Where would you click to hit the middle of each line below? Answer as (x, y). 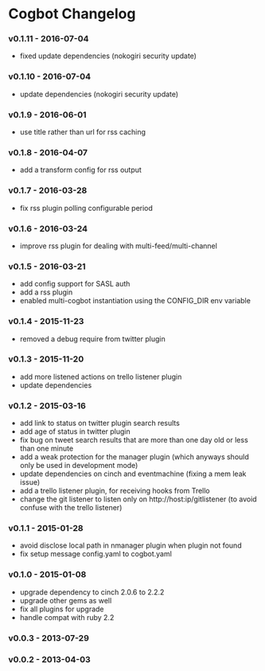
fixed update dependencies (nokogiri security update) (108, 56)
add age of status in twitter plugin (75, 431)
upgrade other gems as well (66, 600)
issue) (30, 482)
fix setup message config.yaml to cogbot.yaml (96, 554)
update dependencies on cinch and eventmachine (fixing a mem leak (133, 474)
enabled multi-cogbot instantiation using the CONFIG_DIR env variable (135, 301)
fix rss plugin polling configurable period (86, 208)
